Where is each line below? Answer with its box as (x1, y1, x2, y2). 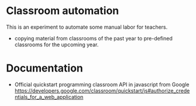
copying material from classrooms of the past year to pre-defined (14, 35, 173, 42)
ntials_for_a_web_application (14, 93, 84, 100)
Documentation (6, 61, 84, 75)
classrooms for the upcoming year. (14, 41, 99, 48)
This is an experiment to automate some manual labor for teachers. (6, 23, 168, 30)
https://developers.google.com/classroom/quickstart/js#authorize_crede (14, 87, 190, 94)
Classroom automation (6, 4, 119, 18)
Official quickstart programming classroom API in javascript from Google (14, 81, 190, 88)
